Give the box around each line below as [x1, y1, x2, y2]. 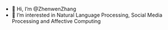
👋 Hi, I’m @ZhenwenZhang [11, 6, 76, 12]
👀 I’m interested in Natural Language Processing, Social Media [11, 12, 163, 18]
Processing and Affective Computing [11, 18, 101, 24]
